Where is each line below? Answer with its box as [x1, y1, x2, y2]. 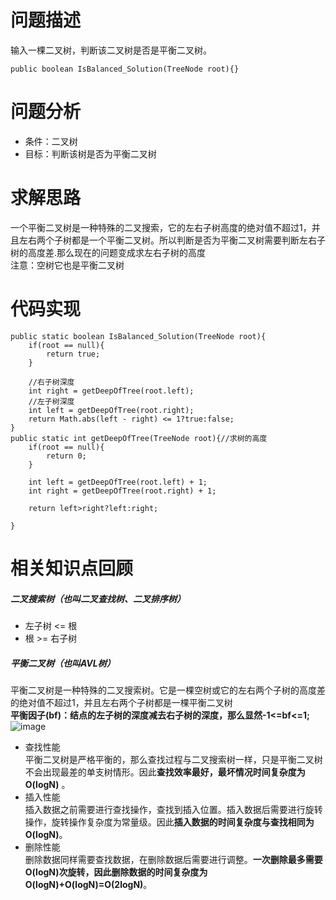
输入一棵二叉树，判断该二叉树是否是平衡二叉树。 [10, 44, 212, 56]
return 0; [46, 451, 87, 461]
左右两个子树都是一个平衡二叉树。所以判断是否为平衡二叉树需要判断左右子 [18, 234, 326, 246]
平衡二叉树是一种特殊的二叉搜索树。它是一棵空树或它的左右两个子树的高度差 [10, 684, 326, 696]
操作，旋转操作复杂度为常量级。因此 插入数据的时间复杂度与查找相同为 [24, 816, 315, 828]
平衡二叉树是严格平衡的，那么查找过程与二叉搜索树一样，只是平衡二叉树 [24, 753, 323, 765]
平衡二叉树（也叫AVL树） [10, 657, 116, 669]
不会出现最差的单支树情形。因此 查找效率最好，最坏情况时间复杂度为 [24, 766, 306, 778]
